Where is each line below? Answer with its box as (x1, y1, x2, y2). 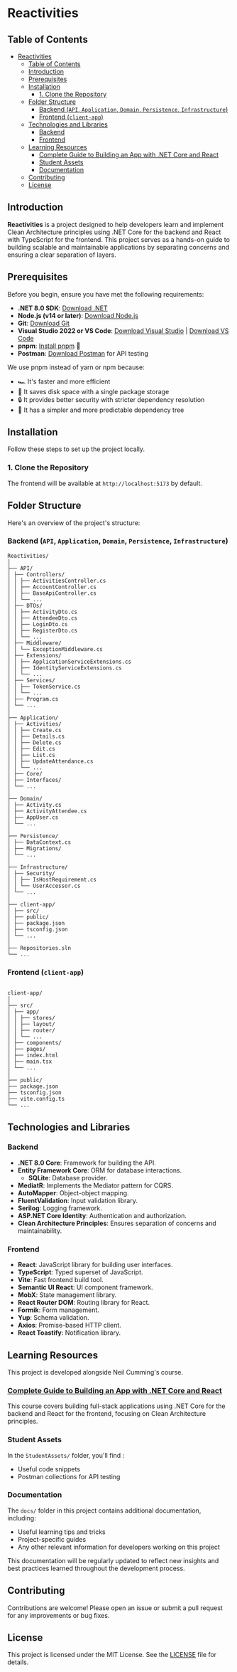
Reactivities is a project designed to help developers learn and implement (7, 220, 224, 228)
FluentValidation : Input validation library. (17, 1196, 138, 1205)
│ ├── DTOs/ (7, 602, 43, 609)
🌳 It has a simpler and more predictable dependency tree (17, 406, 184, 414)
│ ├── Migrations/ (7, 845, 62, 852)
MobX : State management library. (17, 1291, 117, 1299)
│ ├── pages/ (7, 1046, 46, 1053)
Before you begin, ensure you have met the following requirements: (7, 290, 204, 298)
